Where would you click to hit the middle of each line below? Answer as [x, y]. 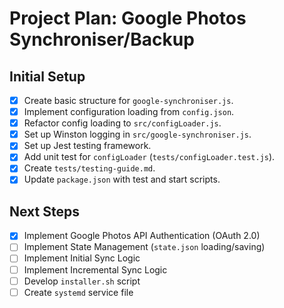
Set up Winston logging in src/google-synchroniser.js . [137, 134]
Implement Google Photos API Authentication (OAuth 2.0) [142, 236]
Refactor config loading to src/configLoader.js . [122, 123]
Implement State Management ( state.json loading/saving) [144, 247]
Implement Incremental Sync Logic [95, 269]
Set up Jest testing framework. [87, 146]
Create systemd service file [78, 292]
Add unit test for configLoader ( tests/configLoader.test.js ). [149, 157]
